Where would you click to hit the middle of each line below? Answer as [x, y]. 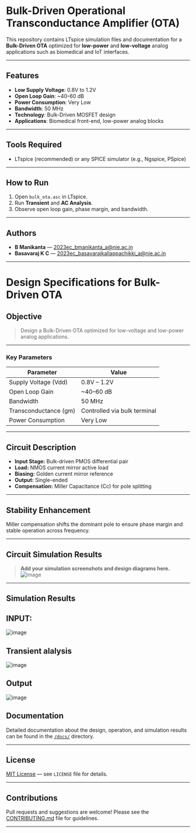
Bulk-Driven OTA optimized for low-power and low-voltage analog [87, 46]
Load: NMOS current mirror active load [62, 468]
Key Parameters [29, 357]
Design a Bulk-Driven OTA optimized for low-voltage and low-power [102, 331]
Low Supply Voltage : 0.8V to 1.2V [55, 90]
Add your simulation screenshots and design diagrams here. [95, 568]
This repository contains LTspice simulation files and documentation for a [94, 39]
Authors [21, 233]
